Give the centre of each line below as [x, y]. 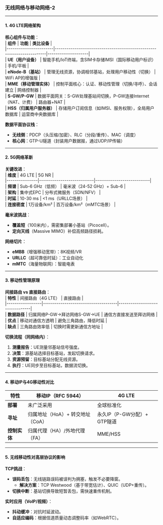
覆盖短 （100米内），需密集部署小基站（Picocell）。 [62, 225]
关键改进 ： [16, 169]
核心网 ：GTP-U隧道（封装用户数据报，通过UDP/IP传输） [68, 141]
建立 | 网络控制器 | [23, 90]
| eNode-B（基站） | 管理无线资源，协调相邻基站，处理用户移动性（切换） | [81, 72]
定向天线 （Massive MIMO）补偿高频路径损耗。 [59, 231]
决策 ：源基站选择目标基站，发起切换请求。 [55, 353]
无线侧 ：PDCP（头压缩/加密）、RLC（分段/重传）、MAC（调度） [75, 135]
